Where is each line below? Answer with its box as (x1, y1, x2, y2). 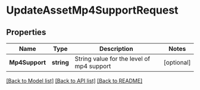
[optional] (163, 59, 191, 66)
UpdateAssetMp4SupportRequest (6, 4, 179, 17)
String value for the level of (74, 54, 151, 63)
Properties (6, 27, 46, 37)
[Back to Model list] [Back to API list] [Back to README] (6, 78, 143, 84)
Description (99, 45, 133, 53)
